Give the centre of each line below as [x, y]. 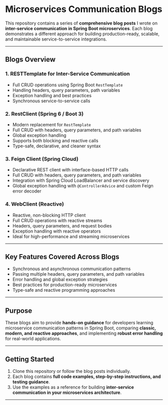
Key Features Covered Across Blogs [62, 257]
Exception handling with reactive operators [56, 231]
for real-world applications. [33, 339]
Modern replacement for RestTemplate [51, 124]
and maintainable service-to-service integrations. [56, 39]
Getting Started [30, 359]
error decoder [27, 191]
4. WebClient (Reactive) [34, 204]
